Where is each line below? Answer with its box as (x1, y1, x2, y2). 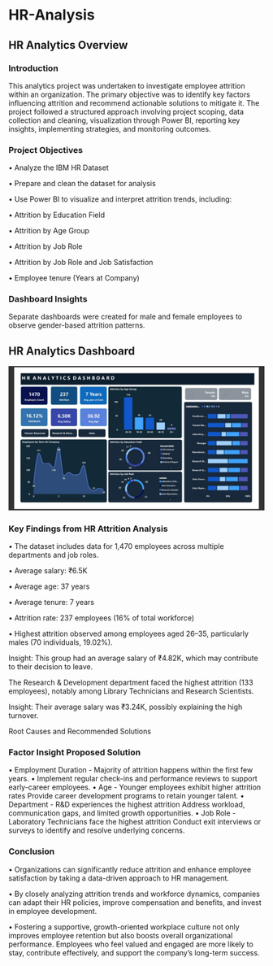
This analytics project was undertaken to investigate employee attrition (8, 80, 245, 90)
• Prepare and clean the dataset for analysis (8, 179, 156, 189)
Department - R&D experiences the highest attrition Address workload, (8, 799, 245, 810)
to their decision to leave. (8, 662, 93, 672)
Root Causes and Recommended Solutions (8, 726, 152, 737)
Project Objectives (8, 144, 84, 155)
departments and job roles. (8, 550, 99, 560)
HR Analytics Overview (8, 38, 128, 52)
